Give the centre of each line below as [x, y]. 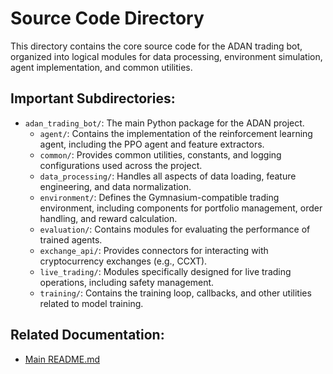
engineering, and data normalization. [115, 186]
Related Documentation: [87, 335]
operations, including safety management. [127, 282]
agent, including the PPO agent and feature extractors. [152, 144]
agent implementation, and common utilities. [101, 67]
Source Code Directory [107, 18]
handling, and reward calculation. [108, 218]
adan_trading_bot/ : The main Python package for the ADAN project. [164, 123]
